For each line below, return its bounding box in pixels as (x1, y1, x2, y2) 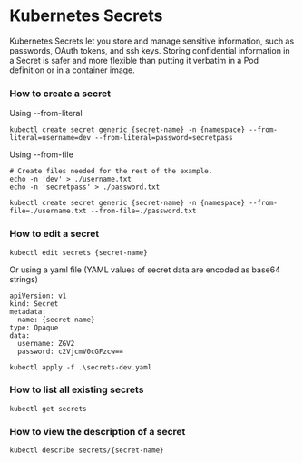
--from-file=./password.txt (90, 206, 197, 216)
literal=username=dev (9, 133, 92, 143)
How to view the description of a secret (9, 425, 186, 438)
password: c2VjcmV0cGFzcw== (17, 347, 124, 356)
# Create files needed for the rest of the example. (9, 167, 213, 176)
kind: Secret (9, 299, 59, 309)
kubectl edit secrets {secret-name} (9, 248, 148, 257)
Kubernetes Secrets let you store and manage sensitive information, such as (9, 35, 295, 46)
